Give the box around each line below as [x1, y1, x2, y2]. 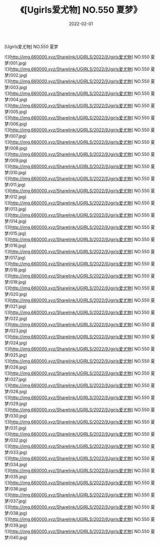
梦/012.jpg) [4, 194, 27, 200]
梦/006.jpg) [4, 121, 28, 127]
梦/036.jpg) [4, 486, 28, 491]
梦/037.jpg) [4, 498, 27, 504]
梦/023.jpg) [4, 327, 28, 333]
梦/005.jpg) [4, 109, 28, 114]
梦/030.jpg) [4, 413, 28, 418]
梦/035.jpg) [4, 473, 28, 479]
